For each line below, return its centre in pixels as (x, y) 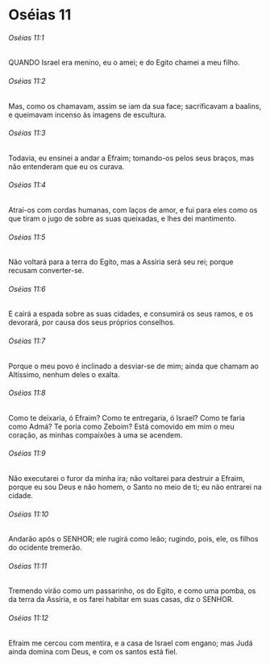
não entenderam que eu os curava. (66, 166)
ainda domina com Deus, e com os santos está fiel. (93, 651)
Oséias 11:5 (27, 237)
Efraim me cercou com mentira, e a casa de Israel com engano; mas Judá (131, 643)
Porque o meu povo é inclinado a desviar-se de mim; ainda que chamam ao (134, 366)
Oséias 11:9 (27, 454)
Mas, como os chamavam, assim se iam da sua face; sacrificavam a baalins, (135, 106)
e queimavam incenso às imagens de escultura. (87, 114)
